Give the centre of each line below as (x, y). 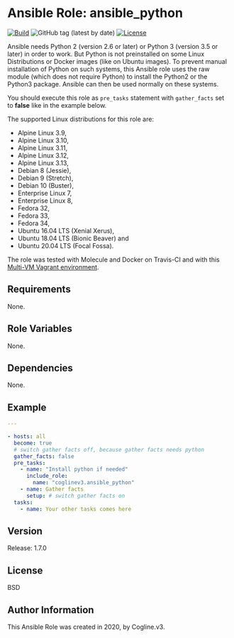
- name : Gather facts (52, 489)
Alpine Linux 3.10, (43, 140)
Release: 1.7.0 (27, 548)
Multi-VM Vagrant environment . (53, 267)
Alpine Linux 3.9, (42, 133)
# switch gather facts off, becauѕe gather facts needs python (109, 449)
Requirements (39, 290)
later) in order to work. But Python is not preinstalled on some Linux (106, 54)
